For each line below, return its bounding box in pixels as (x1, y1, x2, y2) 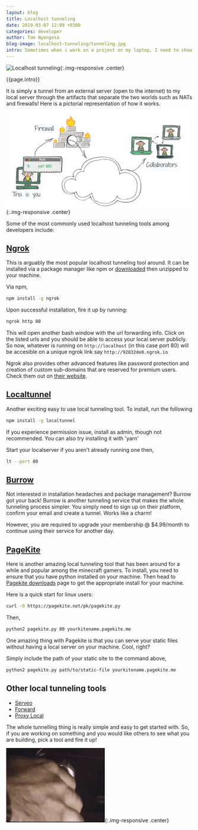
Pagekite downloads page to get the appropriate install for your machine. (6, 580, 185, 587)
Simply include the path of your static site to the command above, (6, 655, 167, 662)
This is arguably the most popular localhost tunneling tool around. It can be (6, 259, 190, 266)
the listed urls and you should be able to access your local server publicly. (6, 336, 187, 343)
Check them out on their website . (6, 372, 88, 380)
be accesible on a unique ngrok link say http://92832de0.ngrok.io (6, 348, 168, 356)
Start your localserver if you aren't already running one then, (6, 446, 154, 453)
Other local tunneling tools (6, 684, 107, 694)
